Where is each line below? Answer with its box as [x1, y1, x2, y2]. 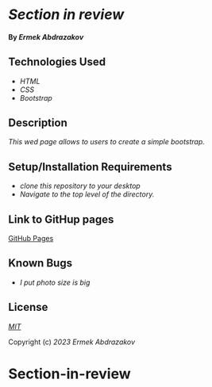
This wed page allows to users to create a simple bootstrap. [8, 137, 205, 147]
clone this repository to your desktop [19, 181, 141, 191]
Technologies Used [8, 56, 106, 69]
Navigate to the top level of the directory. [19, 190, 155, 199]
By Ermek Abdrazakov [8, 32, 84, 41]
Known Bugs [8, 256, 73, 270]
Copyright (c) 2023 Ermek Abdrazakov [8, 337, 136, 347]
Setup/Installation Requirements [8, 160, 172, 174]
